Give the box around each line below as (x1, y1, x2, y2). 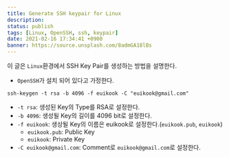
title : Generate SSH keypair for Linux (7, 10, 122, 17)
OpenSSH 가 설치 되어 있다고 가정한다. (17, 76, 115, 84)
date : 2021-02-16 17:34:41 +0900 (7, 36, 103, 43)
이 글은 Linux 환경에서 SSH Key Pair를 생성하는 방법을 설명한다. (7, 62, 177, 69)
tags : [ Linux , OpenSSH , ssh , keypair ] (7, 29, 118, 36)
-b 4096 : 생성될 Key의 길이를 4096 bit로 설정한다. (17, 111, 153, 120)
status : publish (7, 23, 54, 30)
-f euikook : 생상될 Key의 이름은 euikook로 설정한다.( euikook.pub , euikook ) (17, 120, 223, 128)
